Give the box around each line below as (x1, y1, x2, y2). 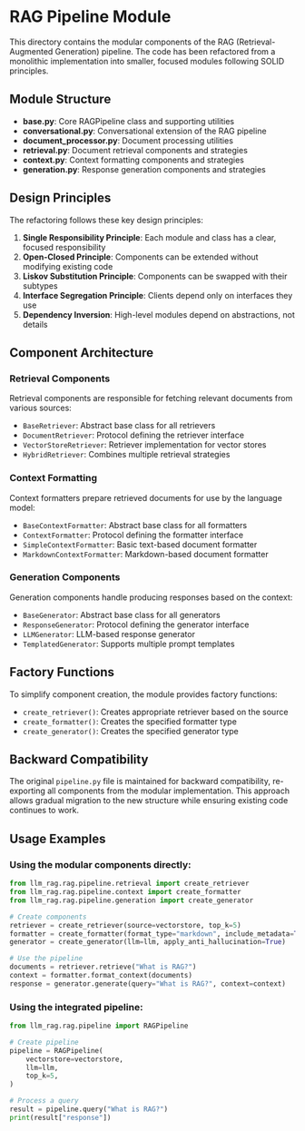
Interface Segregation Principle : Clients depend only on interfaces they (22, 290, 293, 300)
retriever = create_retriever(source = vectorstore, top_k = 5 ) (9, 920, 242, 929)
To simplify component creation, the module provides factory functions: (9, 688, 279, 700)
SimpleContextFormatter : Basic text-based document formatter (22, 538, 258, 550)
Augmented (9, 45, 54, 56)
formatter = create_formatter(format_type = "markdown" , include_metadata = (9, 929, 295, 939)
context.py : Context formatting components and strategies (22, 154, 245, 165)
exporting (9, 785, 45, 796)
